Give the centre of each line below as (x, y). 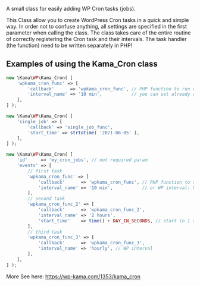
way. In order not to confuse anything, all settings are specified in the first (97, 26)
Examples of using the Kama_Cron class (82, 64)
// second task (46, 199)
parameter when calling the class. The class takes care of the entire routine (99, 33)
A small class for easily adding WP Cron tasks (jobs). (71, 9)
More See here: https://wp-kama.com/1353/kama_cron (74, 276)
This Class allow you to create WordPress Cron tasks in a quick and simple (98, 20)
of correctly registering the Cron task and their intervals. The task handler (96, 39)
